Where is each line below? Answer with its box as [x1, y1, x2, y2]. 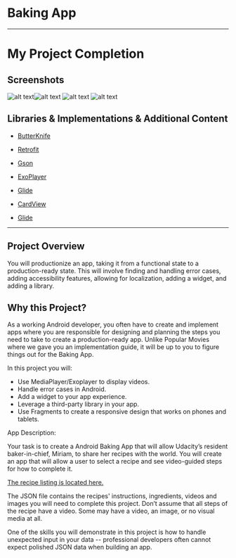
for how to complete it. [7, 464, 73, 473]
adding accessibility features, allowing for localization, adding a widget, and [7, 274, 227, 282]
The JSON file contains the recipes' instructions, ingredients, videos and [7, 492, 217, 500]
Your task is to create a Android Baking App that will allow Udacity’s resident [7, 442, 228, 451]
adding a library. [7, 281, 55, 290]
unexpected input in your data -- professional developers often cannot [7, 535, 211, 544]
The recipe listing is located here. [7, 478, 104, 487]
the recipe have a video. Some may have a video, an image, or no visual [7, 507, 215, 515]
